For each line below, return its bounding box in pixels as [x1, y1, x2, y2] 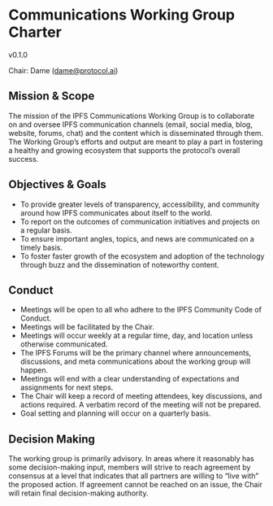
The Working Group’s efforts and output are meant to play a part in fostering [8, 137, 263, 146]
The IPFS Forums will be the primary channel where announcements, [19, 348, 252, 358]
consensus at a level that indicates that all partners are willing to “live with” [8, 471, 259, 481]
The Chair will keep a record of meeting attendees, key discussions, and [19, 391, 262, 401]
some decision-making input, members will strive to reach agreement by [8, 462, 251, 473]
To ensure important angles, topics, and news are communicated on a [19, 233, 254, 243]
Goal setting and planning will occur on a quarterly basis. [19, 408, 211, 418]
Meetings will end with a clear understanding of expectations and [19, 374, 240, 384]
